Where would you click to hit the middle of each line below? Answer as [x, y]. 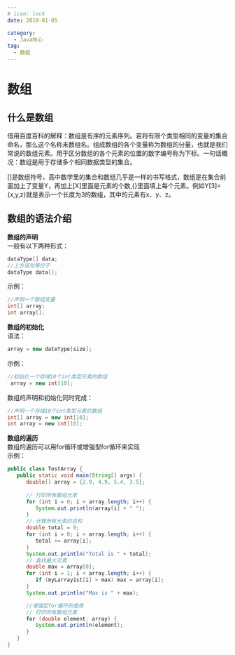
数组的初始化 [26, 327]
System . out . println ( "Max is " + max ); [82, 593]
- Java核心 [28, 39]
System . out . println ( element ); [79, 626]
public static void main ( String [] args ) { [79, 476]
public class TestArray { [45, 469]
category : [22, 33]
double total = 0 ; [52, 528]
